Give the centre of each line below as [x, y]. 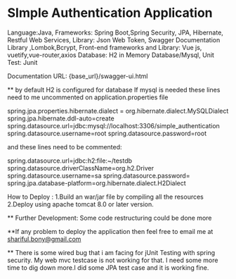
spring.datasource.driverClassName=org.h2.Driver [81, 168]
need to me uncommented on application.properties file [88, 97]
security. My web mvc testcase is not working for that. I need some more [113, 260]
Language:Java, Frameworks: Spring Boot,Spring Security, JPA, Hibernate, [115, 32]
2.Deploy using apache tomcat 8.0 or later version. [80, 204]
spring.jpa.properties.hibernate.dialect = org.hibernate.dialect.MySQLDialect [118, 111]
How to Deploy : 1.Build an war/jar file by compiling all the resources [105, 197]
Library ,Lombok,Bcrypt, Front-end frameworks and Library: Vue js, [105, 47]
